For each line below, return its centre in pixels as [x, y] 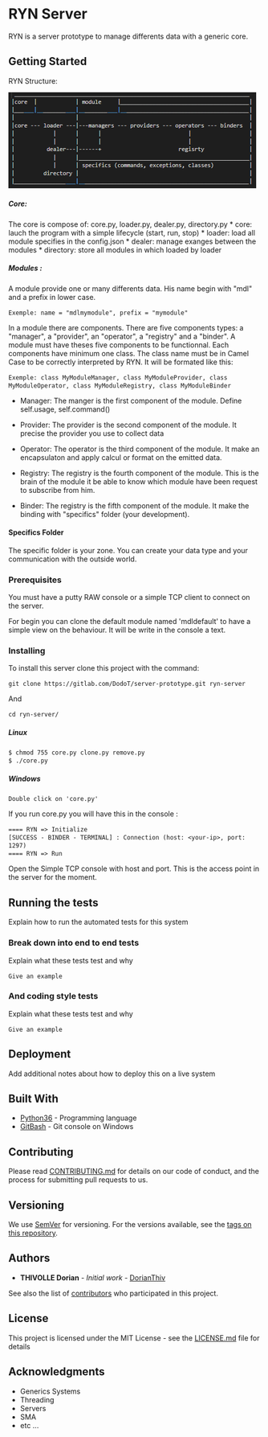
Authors [29, 1258]
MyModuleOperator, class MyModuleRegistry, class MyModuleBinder [120, 386]
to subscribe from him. [57, 490]
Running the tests [53, 903]
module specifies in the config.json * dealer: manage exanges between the [132, 241]
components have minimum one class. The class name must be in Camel [129, 353]
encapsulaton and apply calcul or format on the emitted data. [121, 457]
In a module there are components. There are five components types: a [126, 327]
